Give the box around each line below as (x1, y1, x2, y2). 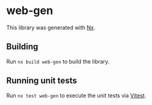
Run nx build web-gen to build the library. (6, 57, 110, 65)
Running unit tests (6, 76, 77, 86)
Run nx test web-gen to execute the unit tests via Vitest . (6, 92, 147, 99)
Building (6, 42, 38, 52)
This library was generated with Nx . (6, 24, 95, 31)
